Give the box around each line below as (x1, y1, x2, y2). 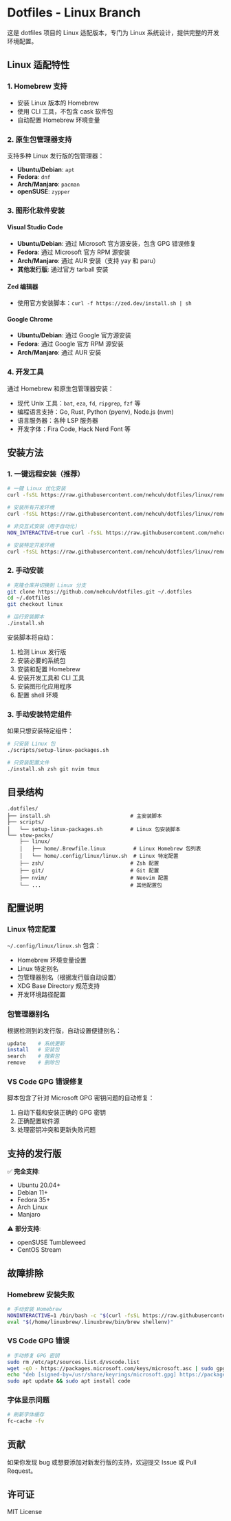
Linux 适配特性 (7, 59, 70, 71)
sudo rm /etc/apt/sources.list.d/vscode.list (7, 1359, 140, 1365)
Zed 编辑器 (7, 282, 38, 291)
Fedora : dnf (16, 172, 51, 180)
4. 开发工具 (7, 367, 44, 377)
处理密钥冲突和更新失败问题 (16, 1126, 96, 1134)
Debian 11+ (16, 1188, 48, 1197)
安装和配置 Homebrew (16, 664, 80, 673)
